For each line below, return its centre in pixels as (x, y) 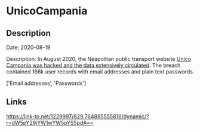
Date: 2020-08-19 (28, 47)
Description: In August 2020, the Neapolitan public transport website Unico (99, 59)
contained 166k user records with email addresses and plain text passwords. (100, 72)
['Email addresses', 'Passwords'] (46, 83)
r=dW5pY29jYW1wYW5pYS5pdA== (50, 122)
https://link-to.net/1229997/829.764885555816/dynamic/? (78, 116)
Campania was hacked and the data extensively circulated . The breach (93, 65)
